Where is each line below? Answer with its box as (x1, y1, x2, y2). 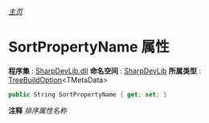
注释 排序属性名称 (8, 106, 67, 116)
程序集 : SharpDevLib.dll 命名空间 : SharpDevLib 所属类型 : (8, 66, 202, 76)
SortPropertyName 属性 (8, 38, 170, 55)
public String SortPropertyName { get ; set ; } (8, 90, 167, 99)
